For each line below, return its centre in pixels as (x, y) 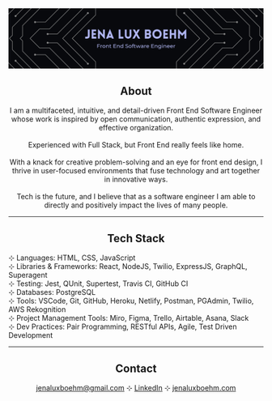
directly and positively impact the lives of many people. (136, 205)
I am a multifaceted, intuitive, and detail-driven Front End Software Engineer (136, 111)
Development (31, 335)
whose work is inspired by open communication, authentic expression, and (136, 119)
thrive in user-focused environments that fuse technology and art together (136, 171)
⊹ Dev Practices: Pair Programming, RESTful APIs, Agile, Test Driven (123, 326)
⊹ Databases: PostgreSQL (52, 292)
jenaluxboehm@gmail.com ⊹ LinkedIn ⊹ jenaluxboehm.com (136, 388)
